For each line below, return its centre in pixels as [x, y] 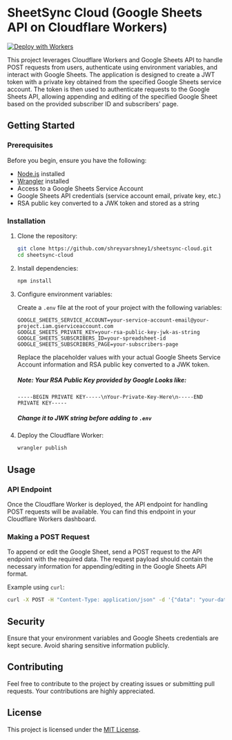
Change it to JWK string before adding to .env [84, 418]
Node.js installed [41, 173]
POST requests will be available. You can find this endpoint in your [101, 512]
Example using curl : [36, 587]
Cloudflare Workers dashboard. [52, 519]
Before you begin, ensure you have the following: [77, 160]
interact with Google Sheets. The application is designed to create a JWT [111, 75]
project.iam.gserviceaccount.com [65, 326]
